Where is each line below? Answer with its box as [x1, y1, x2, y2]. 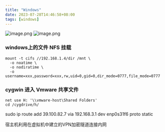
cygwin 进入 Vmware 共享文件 [5, 86, 79, 93]
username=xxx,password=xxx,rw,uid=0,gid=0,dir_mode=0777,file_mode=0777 [5, 74, 160, 79]
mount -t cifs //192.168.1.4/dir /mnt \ [5, 56, 91, 61]
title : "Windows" [5, 7, 42, 13]
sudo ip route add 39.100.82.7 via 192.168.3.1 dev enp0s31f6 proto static [5, 111, 153, 117]
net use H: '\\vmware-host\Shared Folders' [5, 98, 98, 103]
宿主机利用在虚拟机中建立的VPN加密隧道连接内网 [5, 121, 107, 127]
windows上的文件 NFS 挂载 [5, 44, 72, 51]
